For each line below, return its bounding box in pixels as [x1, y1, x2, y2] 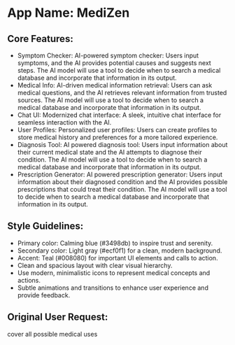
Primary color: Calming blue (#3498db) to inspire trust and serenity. [17, 239, 213, 247]
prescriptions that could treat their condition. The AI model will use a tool [17, 185, 227, 193]
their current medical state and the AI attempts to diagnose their [17, 148, 202, 156]
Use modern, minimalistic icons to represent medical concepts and [17, 268, 211, 277]
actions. [17, 276, 41, 284]
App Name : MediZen [7, 5, 130, 21]
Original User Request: [7, 311, 108, 323]
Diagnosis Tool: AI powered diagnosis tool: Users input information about [17, 141, 228, 148]
